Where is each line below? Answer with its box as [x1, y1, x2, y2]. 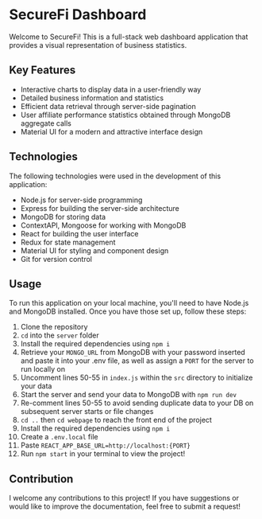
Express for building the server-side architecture [20, 203, 179, 213]
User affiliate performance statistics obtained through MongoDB [20, 110, 231, 119]
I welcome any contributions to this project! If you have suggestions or [9, 494, 239, 503]
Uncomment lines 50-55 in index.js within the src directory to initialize [20, 373, 253, 383]
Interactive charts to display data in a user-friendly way [20, 84, 202, 94]
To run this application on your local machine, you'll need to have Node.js [9, 299, 249, 308]
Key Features [9, 64, 76, 77]
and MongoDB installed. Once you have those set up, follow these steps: [9, 306, 247, 316]
